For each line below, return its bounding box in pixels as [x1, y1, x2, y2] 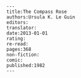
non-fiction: [6, 52, 40, 58]
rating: [6, 36, 26, 42]
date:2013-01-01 [6, 30, 48, 36]
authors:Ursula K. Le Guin [6, 14, 75, 20]
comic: [6, 57, 23, 63]
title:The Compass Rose [6, 9, 67, 15]
